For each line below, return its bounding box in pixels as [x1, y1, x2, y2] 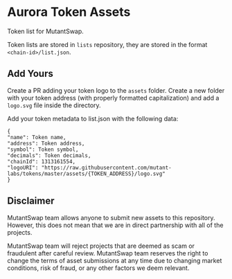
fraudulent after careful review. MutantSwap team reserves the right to [7, 249, 208, 257]
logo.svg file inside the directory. [7, 101, 102, 109]
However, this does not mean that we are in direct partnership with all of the [7, 221, 224, 229]
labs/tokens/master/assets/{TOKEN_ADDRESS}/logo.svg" [7, 170, 166, 177]
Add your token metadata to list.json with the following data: [7, 114, 179, 123]
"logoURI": [7, 164, 39, 171]
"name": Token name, [7, 134, 67, 141]
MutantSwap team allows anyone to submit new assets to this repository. [7, 213, 216, 222]
